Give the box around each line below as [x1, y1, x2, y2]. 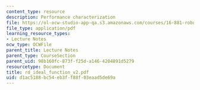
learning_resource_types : [6, 31, 70, 37]
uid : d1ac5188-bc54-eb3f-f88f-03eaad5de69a [6, 75, 116, 81]
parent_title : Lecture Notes [6, 47, 79, 53]
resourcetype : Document [6, 63, 65, 70]
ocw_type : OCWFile [6, 42, 52, 48]
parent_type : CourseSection [6, 53, 76, 59]
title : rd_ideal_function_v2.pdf [6, 69, 89, 75]
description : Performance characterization [6, 14, 116, 20]
